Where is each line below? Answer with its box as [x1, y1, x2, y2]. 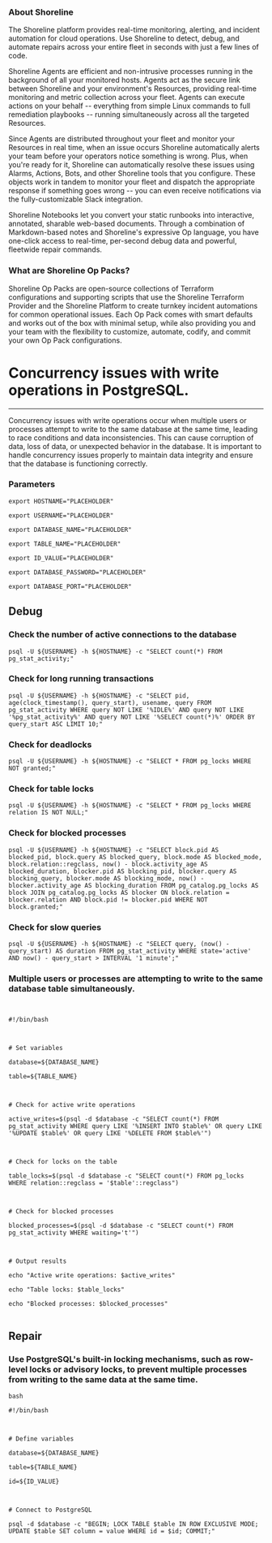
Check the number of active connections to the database [8, 629, 237, 640]
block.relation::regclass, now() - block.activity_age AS [8, 860, 208, 868]
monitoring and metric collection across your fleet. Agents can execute [8, 93, 245, 102]
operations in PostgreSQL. [8, 381, 189, 400]
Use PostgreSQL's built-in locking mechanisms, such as [8, 1353, 233, 1364]
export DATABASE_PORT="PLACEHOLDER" [8, 582, 132, 590]
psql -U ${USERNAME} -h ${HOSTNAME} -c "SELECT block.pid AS [8, 845, 219, 854]
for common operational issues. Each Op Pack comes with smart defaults [8, 309, 253, 319]
